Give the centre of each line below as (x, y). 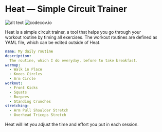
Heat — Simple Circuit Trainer (66, 9)
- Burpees (19, 97)
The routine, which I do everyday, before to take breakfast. (74, 60)
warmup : (13, 65)
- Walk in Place (26, 69)
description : (18, 56)
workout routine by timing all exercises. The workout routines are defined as (81, 37)
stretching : (17, 106)
